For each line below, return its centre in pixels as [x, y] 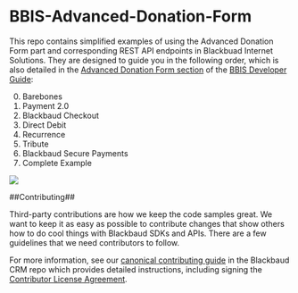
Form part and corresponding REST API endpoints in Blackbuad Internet [141, 50]
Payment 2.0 [46, 105]
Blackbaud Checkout [61, 115]
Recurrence [44, 134]
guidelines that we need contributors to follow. [95, 242]
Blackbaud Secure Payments [75, 153]
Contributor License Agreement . [68, 279]
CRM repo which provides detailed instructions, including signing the [136, 269]
